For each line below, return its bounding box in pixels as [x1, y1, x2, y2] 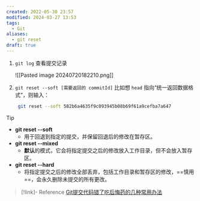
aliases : [6, 31, 28, 37]
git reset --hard [14, 161, 55, 168]
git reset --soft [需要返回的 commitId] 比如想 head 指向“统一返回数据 [14, 83, 189, 91]
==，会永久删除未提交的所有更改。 [23, 175, 111, 183]
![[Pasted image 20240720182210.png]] [14, 71, 114, 79]
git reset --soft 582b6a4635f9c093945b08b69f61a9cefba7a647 [17, 103, 172, 109]
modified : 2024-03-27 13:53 [6, 14, 77, 20]
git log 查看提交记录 [14, 59, 67, 67]
